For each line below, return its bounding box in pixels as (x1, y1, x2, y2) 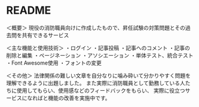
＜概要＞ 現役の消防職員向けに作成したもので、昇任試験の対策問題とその (6, 24, 185, 31)
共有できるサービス (22, 31, 69, 39)
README (6, 4, 51, 17)
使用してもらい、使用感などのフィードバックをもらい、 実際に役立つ (16, 87, 185, 94)
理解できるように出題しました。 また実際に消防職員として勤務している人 (6, 79, 185, 87)
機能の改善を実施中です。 (47, 94, 111, 102)
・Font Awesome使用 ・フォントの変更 (6, 59, 102, 66)
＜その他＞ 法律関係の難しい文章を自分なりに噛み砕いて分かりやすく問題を (6, 72, 191, 79)
